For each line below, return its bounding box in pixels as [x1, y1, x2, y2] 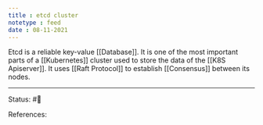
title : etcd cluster [8, 11, 79, 20]
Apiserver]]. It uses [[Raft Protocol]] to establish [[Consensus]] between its [8, 64, 250, 73]
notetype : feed [8, 19, 61, 27]
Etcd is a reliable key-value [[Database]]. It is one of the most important [8, 48, 239, 57]
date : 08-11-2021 [8, 26, 68, 34]
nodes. [8, 72, 31, 82]
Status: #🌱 [8, 95, 41, 104]
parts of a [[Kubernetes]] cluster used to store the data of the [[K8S [8, 55, 226, 65]
